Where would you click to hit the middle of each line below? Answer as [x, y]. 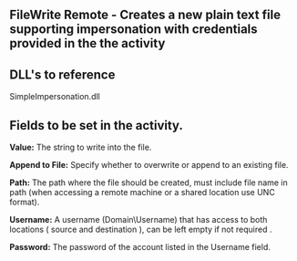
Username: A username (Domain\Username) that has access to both [138, 220]
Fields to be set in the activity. [97, 125]
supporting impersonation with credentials [133, 30]
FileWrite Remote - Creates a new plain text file [145, 15]
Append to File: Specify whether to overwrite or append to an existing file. [149, 165]
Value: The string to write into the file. [81, 147]
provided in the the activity [87, 43]
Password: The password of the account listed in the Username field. [140, 247]
